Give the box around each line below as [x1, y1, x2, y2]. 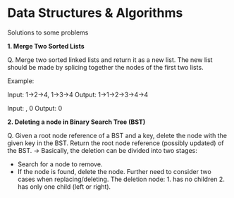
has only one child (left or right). [17, 182, 111, 191]
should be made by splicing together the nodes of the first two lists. [7, 63, 204, 71]
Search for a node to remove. [17, 160, 103, 168]
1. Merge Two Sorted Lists [7, 42, 85, 50]
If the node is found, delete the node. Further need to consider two [17, 167, 211, 175]
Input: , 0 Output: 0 [7, 104, 62, 112]
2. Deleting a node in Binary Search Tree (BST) [7, 118, 146, 126]
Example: [7, 76, 35, 85]
